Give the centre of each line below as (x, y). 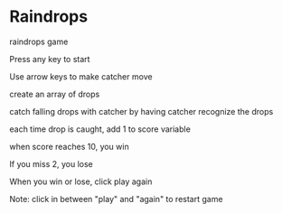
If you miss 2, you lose (51, 163)
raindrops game (39, 42)
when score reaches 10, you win (69, 146)
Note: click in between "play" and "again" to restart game (116, 199)
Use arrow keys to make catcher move (81, 76)
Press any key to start (50, 59)
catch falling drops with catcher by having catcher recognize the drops (141, 111)
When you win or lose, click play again (81, 181)
